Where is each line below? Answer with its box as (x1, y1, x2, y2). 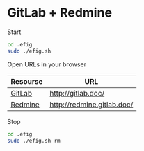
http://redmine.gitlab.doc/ (49, 99, 134, 109)
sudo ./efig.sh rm (7, 137, 61, 144)
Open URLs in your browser (7, 60, 87, 69)
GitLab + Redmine (7, 5, 113, 21)
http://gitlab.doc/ (49, 88, 105, 98)
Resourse (10, 76, 43, 86)
